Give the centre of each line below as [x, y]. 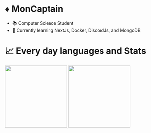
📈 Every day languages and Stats [75, 51]
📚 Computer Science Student [43, 23]
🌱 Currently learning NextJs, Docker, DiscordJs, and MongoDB [76, 30]
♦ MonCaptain [34, 9]
